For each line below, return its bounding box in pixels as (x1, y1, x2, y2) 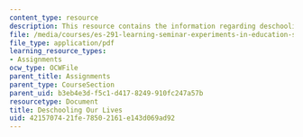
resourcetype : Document (9, 96, 99, 106)
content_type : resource (9, 13, 99, 23)
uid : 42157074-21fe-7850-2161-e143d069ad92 (9, 114, 176, 123)
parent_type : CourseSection (9, 80, 115, 89)
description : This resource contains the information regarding (9, 22, 256, 31)
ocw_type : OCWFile (9, 64, 78, 73)
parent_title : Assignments (9, 72, 111, 81)
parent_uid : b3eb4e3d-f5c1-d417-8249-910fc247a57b (9, 88, 204, 97)
